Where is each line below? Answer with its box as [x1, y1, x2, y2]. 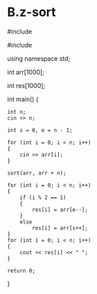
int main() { [7, 95, 39, 103]
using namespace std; [7, 54, 71, 63]
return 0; [7, 267, 36, 274]
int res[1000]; [7, 81, 46, 89]
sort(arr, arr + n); [7, 169, 67, 177]
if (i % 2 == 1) [19, 193, 67, 201]
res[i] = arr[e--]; [32, 206, 89, 213]
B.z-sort [7, 4, 57, 20]
